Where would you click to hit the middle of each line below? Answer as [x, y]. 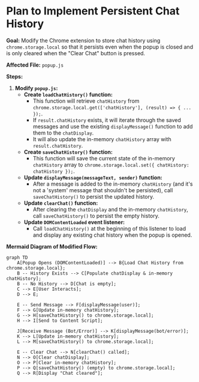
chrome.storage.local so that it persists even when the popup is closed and [100, 47]
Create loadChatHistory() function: [68, 94]
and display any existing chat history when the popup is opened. [112, 235]
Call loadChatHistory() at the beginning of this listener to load [109, 228]
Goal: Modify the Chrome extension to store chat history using [83, 40]
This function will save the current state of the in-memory [104, 158]
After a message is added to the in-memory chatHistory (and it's [113, 184]
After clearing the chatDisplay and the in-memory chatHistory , [111, 209]
